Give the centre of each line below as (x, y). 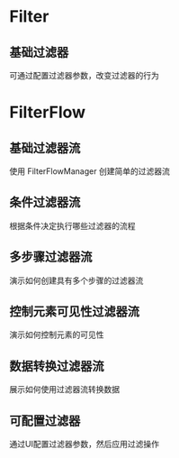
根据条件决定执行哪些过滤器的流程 (72, 225)
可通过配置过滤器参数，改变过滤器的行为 (84, 75)
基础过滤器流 (45, 147)
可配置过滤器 (45, 421)
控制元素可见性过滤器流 (74, 311)
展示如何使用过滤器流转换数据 (64, 389)
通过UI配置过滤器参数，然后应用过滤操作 (85, 444)
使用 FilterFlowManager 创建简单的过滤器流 (90, 171)
